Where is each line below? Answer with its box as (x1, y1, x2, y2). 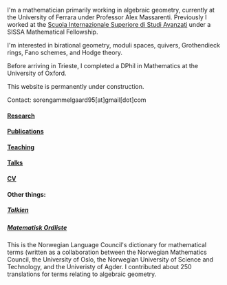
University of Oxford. (7, 69, 67, 77)
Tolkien (7, 206, 29, 214)
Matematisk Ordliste (7, 223, 67, 231)
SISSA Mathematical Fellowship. (7, 28, 98, 36)
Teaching (7, 142, 35, 151)
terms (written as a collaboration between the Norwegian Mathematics (7, 248, 208, 256)
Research (7, 112, 36, 120)
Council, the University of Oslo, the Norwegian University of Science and (7, 255, 214, 264)
